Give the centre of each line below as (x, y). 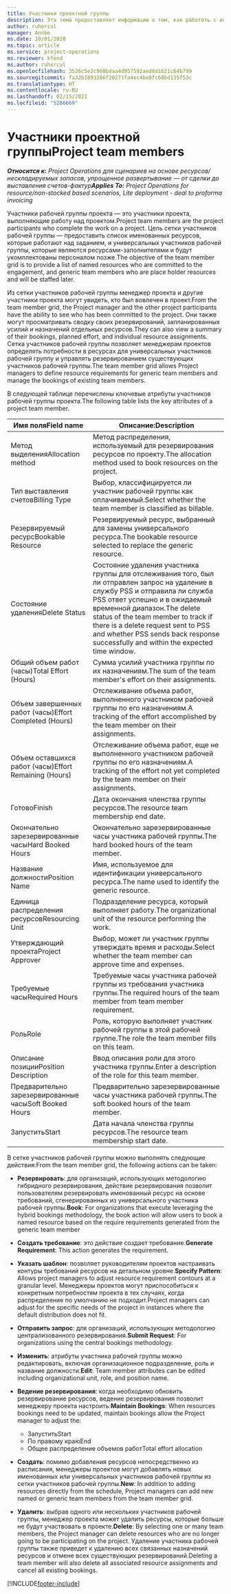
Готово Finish (32, 807)
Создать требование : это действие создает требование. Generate (115, 1242)
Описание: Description (157, 425)
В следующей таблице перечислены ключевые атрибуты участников (109, 394)
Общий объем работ (45, 662)
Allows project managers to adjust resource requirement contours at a (116, 1278)
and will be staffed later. (41, 279)
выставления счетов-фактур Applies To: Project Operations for (98, 185)
